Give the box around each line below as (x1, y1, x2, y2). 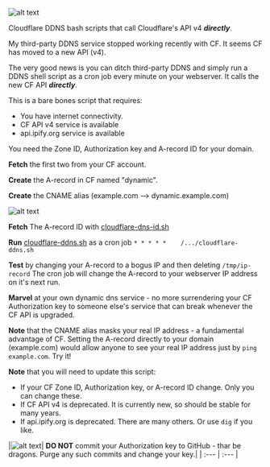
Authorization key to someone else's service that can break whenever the (8, 302, 253, 311)
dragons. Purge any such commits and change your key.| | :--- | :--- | (8, 449, 239, 459)
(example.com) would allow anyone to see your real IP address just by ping (8, 343, 257, 352)
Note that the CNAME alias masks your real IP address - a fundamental (8, 326, 244, 335)
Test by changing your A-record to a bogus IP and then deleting (8, 260, 221, 270)
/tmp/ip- (222, 262, 251, 270)
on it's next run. (8, 278, 60, 287)
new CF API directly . (8, 81, 78, 89)
